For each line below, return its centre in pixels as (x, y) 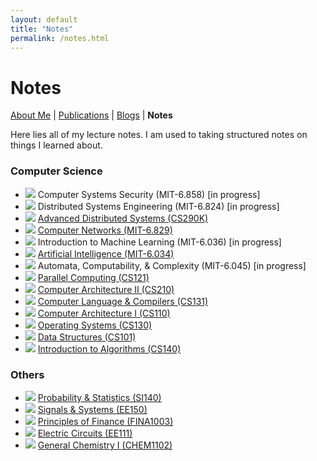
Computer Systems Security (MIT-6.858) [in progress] (149, 194)
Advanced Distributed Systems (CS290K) (123, 218)
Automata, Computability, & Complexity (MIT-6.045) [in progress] (172, 265)
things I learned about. (56, 145)
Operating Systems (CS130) (95, 325)
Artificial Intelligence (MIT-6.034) (106, 253)
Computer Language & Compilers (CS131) (123, 301)
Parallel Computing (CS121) (93, 277)
